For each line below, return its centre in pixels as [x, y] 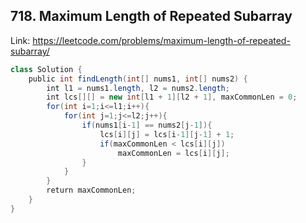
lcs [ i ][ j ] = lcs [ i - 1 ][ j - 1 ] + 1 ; [167, 134]
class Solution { [46, 69]
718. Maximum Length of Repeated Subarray [151, 16]
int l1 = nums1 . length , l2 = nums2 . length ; [138, 88]
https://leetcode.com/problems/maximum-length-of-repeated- [161, 40]
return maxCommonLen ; [91, 190]
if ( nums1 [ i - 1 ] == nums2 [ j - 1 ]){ [147, 125]
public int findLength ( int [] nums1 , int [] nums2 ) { [138, 79]
